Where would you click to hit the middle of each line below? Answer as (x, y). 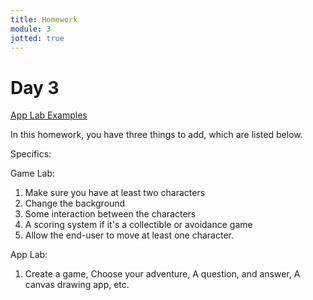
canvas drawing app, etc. (77, 285)
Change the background (75, 203)
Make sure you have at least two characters (115, 193)
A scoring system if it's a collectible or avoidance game (138, 225)
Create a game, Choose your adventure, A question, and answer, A (162, 274)
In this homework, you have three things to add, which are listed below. (156, 135)
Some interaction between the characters (110, 214)
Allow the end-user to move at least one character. (129, 235)
